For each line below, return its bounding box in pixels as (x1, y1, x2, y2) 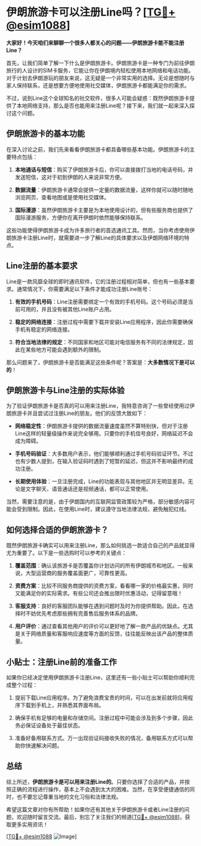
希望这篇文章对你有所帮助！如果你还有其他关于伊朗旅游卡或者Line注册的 (6, 806, 184, 813)
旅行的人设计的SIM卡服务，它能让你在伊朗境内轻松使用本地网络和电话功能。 (6, 66, 194, 74)
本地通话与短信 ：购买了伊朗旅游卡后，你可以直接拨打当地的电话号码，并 (14, 166, 193, 173)
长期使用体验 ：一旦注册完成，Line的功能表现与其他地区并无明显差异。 (14, 478, 188, 485)
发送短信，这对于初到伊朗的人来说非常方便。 (14, 173, 126, 180)
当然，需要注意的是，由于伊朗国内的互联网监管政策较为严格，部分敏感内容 (6, 498, 190, 505)
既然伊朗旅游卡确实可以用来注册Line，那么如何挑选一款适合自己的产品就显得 (6, 542, 195, 549)
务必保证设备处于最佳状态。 (14, 722, 84, 729)
